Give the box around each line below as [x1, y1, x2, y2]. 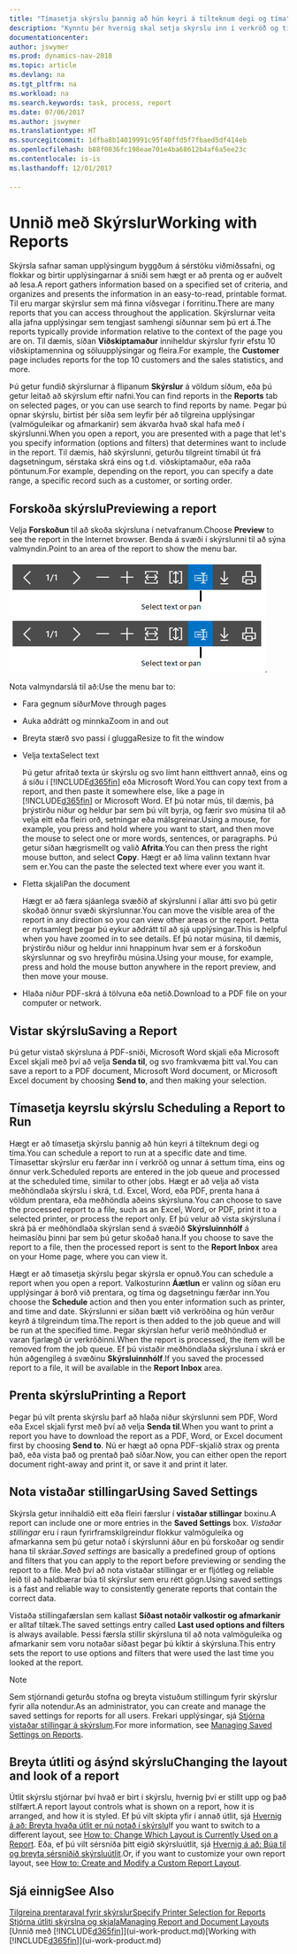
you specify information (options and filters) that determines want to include [9, 438, 287, 448]
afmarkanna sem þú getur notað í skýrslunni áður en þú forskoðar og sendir [9, 1536, 285, 1546]
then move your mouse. [21, 971, 109, 982]
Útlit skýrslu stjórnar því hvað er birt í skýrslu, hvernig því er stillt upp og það [9, 1792, 287, 1802]
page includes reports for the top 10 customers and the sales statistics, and [9, 354, 284, 365]
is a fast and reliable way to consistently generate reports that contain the [9, 1583, 278, 1594]
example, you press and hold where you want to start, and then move [21, 824, 275, 835]
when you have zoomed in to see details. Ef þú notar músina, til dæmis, [21, 933, 282, 944]
